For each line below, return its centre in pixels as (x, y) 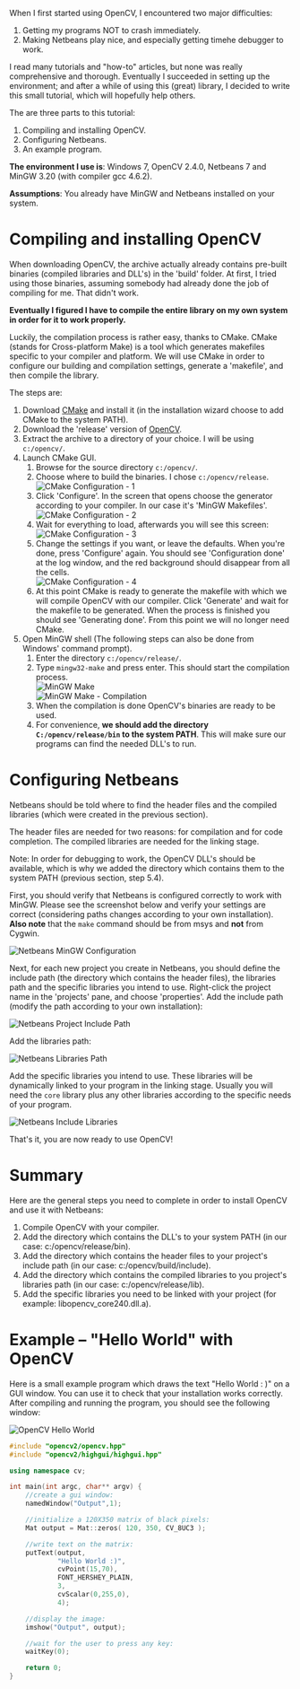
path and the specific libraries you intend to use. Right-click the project (140, 987)
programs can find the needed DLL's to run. (116, 743)
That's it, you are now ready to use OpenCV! (91, 1139)
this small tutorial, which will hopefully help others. (103, 95)
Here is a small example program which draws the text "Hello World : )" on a (150, 1383)
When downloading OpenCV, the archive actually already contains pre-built (148, 264)
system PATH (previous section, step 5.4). (86, 878)
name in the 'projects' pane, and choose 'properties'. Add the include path (146, 996)
